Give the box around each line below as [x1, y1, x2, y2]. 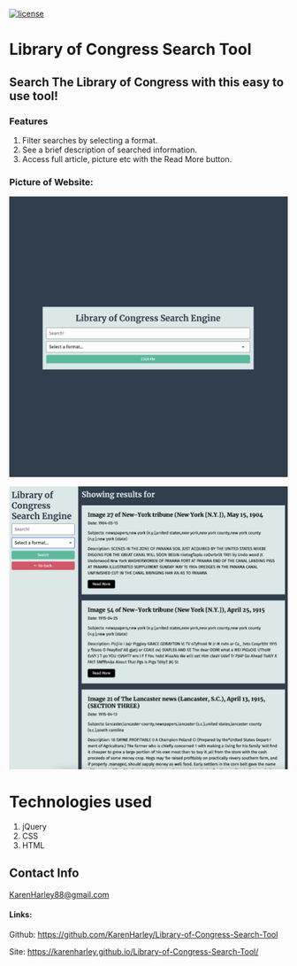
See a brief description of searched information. [21, 144, 197, 155]
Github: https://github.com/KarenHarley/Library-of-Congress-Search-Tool [9, 930, 278, 940]
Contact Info [9, 866, 80, 881]
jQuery [21, 822, 47, 832]
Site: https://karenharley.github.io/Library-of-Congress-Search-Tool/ [9, 947, 259, 957]
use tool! [9, 89, 59, 104]
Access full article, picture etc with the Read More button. [21, 153, 232, 164]
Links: [9, 909, 33, 920]
